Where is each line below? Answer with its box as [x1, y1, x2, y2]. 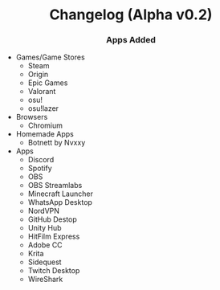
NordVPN [27, 206, 60, 216]
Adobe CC [27, 240, 63, 250]
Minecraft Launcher [27, 189, 94, 198]
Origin [27, 70, 49, 80]
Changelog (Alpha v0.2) [49, 6, 213, 24]
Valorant [27, 87, 56, 96]
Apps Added [105, 35, 157, 46]
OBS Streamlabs [27, 181, 83, 190]
